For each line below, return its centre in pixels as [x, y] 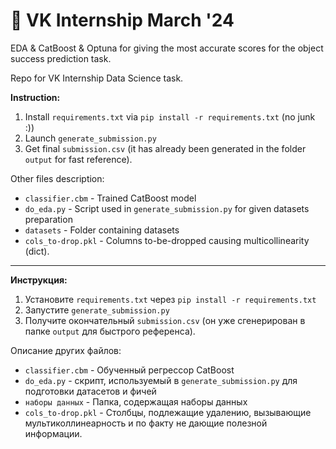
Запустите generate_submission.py [97, 310]
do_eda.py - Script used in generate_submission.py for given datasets [167, 208]
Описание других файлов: [66, 350]
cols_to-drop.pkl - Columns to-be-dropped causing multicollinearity [167, 240]
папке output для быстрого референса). [110, 331]
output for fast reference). [78, 159]
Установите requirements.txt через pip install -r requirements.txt [170, 299]
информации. [53, 433]
